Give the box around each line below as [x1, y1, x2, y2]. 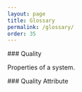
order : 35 [7, 30, 37, 38]
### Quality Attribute [7, 77, 69, 86]
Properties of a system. [7, 63, 76, 71]
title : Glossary [7, 17, 55, 24]
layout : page [7, 10, 46, 18]
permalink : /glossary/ [7, 23, 74, 30]
